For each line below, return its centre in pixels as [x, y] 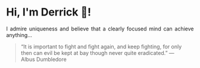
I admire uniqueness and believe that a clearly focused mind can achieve [100, 29]
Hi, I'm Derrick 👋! [49, 12]
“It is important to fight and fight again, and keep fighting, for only [101, 47]
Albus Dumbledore [43, 59]
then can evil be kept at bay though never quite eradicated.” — [97, 52]
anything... [19, 35]
